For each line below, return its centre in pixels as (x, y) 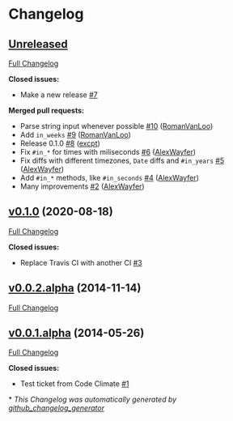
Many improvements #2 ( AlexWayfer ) (82, 186)
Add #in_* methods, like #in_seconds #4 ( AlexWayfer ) (110, 178)
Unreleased (38, 44)
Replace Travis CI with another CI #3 (81, 262)
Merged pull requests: (47, 111)
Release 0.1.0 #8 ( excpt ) (60, 143)
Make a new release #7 (59, 95)
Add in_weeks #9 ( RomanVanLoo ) (75, 135)
